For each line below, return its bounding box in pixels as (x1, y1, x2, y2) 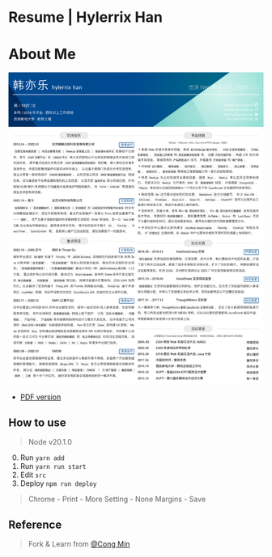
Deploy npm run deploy (19, 479, 97, 488)
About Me (8, 45, 76, 64)
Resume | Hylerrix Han (8, 8, 164, 27)
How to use (8, 416, 66, 429)
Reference (8, 517, 62, 531)
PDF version (19, 392, 62, 402)
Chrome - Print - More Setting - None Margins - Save (28, 494, 206, 504)
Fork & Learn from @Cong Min (28, 539, 130, 549)
